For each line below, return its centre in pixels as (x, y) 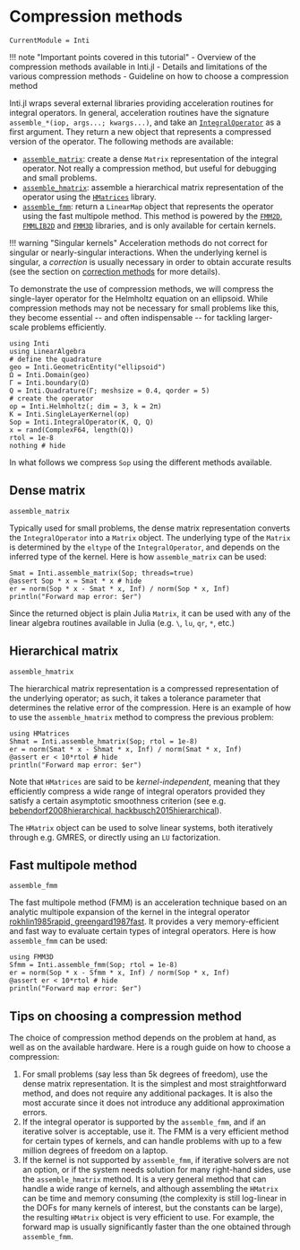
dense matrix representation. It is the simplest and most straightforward (154, 1084)
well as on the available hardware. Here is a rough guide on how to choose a (150, 1047)
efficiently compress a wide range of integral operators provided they (137, 791)
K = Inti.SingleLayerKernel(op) (69, 414)
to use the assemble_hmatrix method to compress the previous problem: (142, 717)
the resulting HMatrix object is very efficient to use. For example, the (148, 1218)
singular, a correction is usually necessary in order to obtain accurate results (150, 261)
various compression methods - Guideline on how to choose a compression (149, 76)
